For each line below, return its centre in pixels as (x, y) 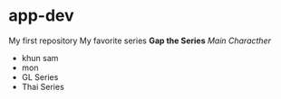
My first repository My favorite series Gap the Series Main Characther (140, 40)
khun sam (40, 58)
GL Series (40, 76)
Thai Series (43, 86)
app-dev (41, 16)
